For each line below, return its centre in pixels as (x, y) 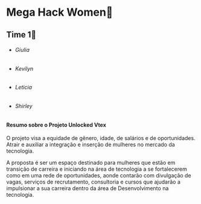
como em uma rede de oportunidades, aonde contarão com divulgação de (99, 176)
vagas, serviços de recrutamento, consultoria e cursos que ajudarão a (94, 182)
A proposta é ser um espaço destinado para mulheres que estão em (91, 163)
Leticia (23, 88)
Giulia (22, 50)
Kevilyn (24, 68)
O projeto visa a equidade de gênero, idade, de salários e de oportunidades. (101, 138)
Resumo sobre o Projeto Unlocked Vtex (56, 125)
